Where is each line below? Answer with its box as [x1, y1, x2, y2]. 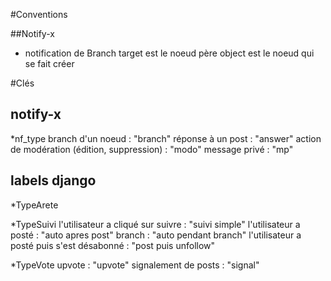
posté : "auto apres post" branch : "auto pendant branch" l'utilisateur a [10, 229, 302, 241]
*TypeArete [10, 199, 59, 211]
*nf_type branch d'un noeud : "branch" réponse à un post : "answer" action [10, 132, 322, 144]
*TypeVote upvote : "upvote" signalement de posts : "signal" [10, 259, 260, 271]
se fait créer [24, 58, 75, 69]
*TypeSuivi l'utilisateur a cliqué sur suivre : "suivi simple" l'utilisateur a [10, 218, 301, 230]
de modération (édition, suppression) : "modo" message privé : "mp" [10, 143, 294, 155]
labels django [10, 172, 97, 189]
